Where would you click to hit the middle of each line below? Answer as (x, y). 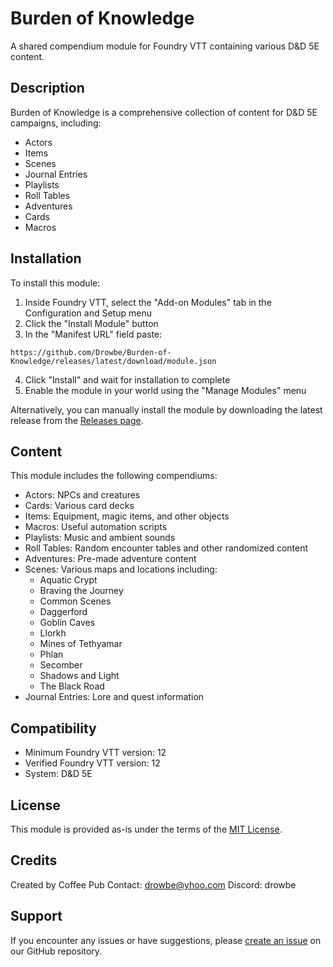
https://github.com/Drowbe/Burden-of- (91, 352)
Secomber (61, 665)
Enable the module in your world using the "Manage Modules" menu (165, 390)
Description (47, 88)
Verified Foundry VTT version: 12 (92, 763)
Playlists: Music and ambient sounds (100, 538)
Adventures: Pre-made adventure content (110, 559)
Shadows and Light (79, 676)
